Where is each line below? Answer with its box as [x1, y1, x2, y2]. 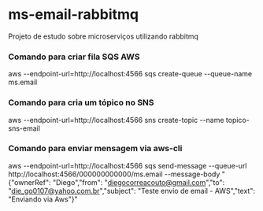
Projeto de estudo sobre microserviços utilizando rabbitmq [8, 31, 199, 41]
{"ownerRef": [8, 177, 51, 187]
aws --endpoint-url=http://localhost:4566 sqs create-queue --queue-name [8, 69, 253, 79]
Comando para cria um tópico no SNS [8, 97, 155, 108]
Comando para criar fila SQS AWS [8, 51, 140, 62]
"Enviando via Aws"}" [8, 194, 78, 204]
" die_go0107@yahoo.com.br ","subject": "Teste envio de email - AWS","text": [8, 186, 256, 195]
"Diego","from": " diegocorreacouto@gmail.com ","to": [52, 177, 225, 187]
